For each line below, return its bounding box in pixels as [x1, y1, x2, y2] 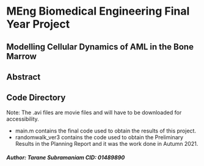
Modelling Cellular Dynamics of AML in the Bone [6, 41, 194, 52]
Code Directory [6, 93, 66, 103]
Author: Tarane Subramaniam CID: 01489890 [6, 154, 125, 161]
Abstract [6, 71, 41, 82]
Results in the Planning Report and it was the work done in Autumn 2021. [15, 140, 199, 147]
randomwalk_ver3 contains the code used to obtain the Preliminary [15, 133, 184, 141]
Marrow [6, 51, 37, 62]
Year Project [6, 17, 70, 31]
